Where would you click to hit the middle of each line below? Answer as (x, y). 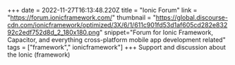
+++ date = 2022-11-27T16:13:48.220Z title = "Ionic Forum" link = (102, 10)
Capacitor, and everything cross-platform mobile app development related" (116, 40)
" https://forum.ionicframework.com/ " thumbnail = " (82, 17)
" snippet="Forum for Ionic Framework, (157, 32)
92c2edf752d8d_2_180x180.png (54, 32)
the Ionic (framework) (39, 55)
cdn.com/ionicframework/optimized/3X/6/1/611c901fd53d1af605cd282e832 (117, 25)
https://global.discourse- (192, 17)
